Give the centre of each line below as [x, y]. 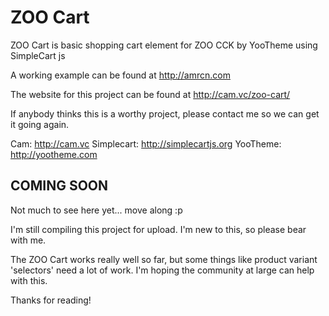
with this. [29, 280]
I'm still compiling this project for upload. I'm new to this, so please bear [158, 229]
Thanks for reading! [51, 300]
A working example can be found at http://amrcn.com [120, 75]
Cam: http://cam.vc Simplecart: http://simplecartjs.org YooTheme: [146, 143]
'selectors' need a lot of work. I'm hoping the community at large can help [162, 270]
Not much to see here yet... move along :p [96, 210]
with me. [28, 240]
